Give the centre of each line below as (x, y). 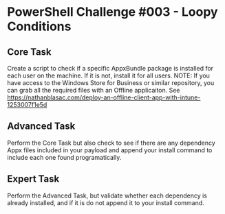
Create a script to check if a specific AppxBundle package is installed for (110, 68)
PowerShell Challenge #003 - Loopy (112, 12)
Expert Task (33, 179)
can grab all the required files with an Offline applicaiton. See (94, 90)
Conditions (39, 26)
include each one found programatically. (64, 157)
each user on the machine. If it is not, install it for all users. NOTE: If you (108, 75)
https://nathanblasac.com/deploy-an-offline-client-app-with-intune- (104, 97)
